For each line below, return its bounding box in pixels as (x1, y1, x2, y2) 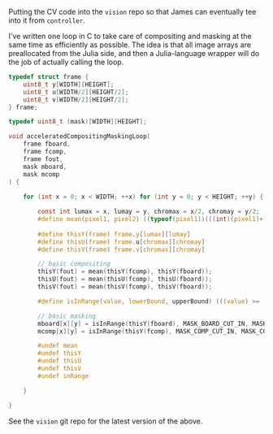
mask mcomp (23, 170, 60, 178)
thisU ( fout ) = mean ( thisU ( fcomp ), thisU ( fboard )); (37, 276, 213, 284)
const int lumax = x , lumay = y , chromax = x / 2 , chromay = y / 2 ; (37, 207, 260, 216)
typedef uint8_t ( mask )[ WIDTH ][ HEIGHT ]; (8, 118, 148, 126)
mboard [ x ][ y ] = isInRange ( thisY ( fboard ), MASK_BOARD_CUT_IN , (37, 319, 249, 328)
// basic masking (37, 312, 96, 320)
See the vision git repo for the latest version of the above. (8, 416, 203, 426)
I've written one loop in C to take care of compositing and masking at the (8, 32, 252, 41)
